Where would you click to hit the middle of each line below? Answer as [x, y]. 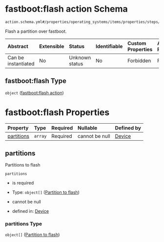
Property [18, 128]
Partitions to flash [23, 165]
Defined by [128, 128]
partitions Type [24, 224]
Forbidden [139, 60]
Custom [137, 43]
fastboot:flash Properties [57, 112]
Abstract [18, 46]
